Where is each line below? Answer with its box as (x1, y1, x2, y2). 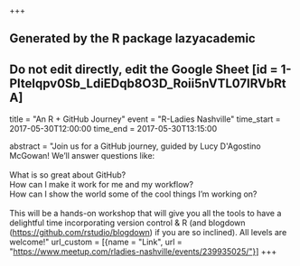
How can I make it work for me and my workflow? (9, 179, 194, 190)
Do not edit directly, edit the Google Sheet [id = (9, 61, 278, 77)
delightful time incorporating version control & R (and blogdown (9, 217, 246, 228)
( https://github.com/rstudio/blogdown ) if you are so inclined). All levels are (9, 227, 287, 238)
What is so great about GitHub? (9, 170, 127, 180)
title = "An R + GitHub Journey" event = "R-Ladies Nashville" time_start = (9, 114, 282, 124)
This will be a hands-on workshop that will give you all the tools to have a (9, 208, 282, 219)
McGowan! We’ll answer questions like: (9, 151, 155, 161)
